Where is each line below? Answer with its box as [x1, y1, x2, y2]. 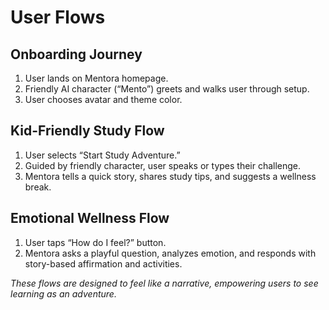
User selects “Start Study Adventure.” [24, 149, 181, 161]
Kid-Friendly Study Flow [10, 122, 165, 140]
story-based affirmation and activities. [24, 257, 183, 270]
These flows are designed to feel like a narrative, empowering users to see [10, 277, 319, 289]
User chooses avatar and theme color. [24, 94, 183, 105]
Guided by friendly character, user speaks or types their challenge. [24, 159, 302, 171]
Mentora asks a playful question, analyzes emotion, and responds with [24, 247, 317, 259]
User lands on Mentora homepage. [24, 72, 169, 84]
